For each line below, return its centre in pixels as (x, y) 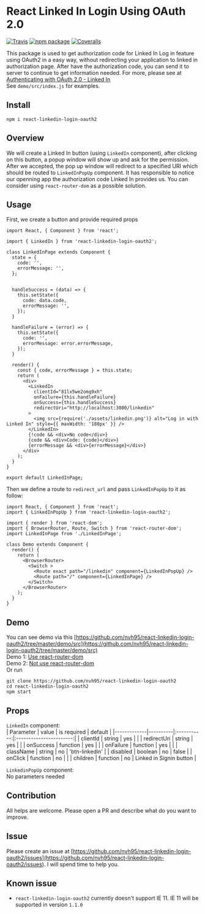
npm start (19, 692)
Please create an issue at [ (40, 851)
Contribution (31, 796)
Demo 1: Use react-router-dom (45, 657)
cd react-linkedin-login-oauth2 (47, 687)
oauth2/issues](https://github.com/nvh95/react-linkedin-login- (85, 858)
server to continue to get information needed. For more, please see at (94, 72)
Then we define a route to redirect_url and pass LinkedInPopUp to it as (96, 489)
